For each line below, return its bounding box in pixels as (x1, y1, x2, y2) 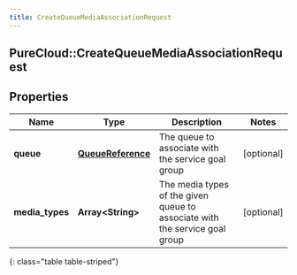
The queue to (158, 130, 215, 142)
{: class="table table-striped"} (9, 256, 119, 266)
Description (171, 116, 223, 128)
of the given (158, 189, 209, 202)
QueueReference (77, 147, 151, 159)
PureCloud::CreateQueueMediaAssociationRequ (9, 46, 283, 61)
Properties (9, 89, 69, 104)
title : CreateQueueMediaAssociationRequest (9, 12, 172, 22)
